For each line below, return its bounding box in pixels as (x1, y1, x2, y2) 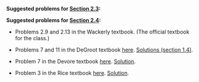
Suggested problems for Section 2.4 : (6, 17, 101, 23)
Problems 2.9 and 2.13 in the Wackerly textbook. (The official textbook (14, 28, 190, 35)
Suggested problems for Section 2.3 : (6, 5, 101, 12)
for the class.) (14, 35, 50, 41)
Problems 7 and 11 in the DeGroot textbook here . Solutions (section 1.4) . (14, 46, 193, 53)
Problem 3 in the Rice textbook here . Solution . (14, 69, 130, 77)
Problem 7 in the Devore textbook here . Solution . (14, 58, 136, 65)
